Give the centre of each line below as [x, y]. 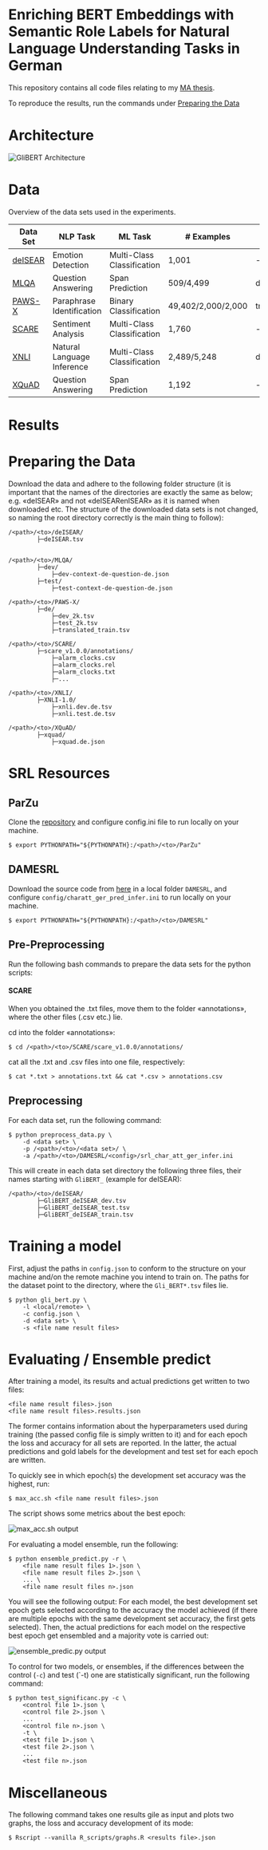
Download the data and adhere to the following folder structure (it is [120, 484]
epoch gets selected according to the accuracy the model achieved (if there [133, 1611]
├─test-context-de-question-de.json [112, 588]
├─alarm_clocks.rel [83, 665]
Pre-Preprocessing [57, 945]
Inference [71, 366]
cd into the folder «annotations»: [62, 1032]
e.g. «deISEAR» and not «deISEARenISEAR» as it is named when [114, 500]
